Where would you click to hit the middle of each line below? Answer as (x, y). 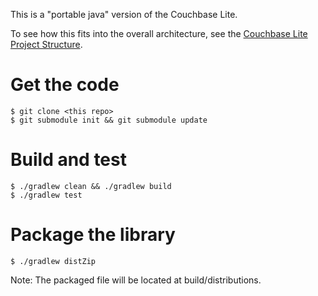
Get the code (65, 85)
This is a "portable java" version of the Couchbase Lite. (124, 14)
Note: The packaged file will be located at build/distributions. (136, 280)
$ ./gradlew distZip (53, 261)
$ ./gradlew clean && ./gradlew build (91, 186)
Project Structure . (46, 44)
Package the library (93, 235)
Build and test (68, 160)
